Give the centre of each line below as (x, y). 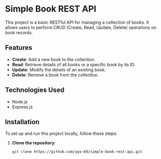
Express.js (22, 107)
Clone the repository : (34, 143)
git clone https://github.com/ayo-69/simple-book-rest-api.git (77, 152)
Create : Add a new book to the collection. (54, 59)
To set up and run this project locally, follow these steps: (61, 133)
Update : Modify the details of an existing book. (59, 70)
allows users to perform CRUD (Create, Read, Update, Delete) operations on (81, 27)
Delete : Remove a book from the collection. (55, 75)
